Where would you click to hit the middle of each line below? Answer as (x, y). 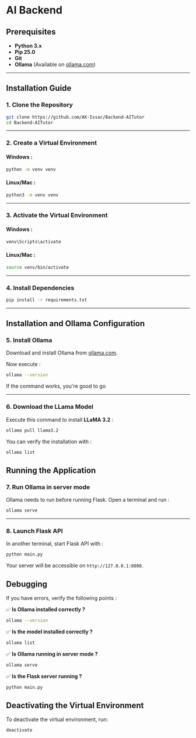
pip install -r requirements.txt (47, 300)
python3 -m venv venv (32, 195)
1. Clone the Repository (39, 105)
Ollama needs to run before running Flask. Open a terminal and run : (88, 500)
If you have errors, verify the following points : (62, 598)
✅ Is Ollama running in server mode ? (52, 654)
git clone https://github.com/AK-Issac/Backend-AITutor (75, 117)
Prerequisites (31, 32)
